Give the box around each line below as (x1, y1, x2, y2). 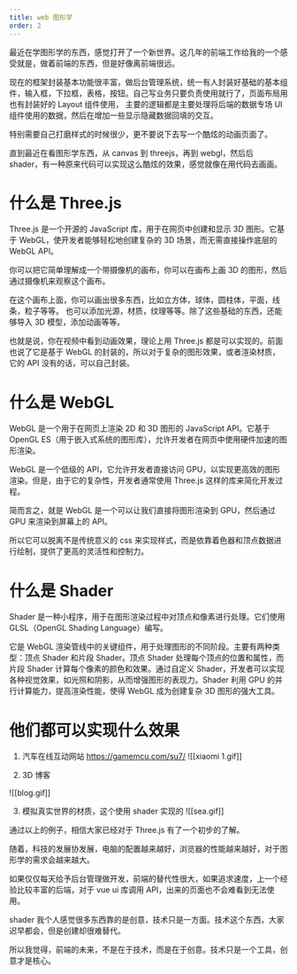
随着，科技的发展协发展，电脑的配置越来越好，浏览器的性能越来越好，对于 (9, 844, 280, 854)
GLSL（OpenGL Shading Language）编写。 (9, 622, 168, 634)
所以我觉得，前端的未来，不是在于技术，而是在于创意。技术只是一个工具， (9, 945, 280, 955)
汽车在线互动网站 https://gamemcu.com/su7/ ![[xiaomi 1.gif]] (21, 751, 243, 762)
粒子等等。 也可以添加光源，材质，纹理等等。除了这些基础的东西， (24, 306, 267, 316)
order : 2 (9, 21, 42, 30)
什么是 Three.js (9, 192, 122, 213)
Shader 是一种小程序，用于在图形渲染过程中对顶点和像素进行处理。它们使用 (9, 612, 286, 622)
